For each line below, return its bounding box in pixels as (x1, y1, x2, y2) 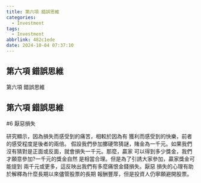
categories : (6, 14, 36, 20)
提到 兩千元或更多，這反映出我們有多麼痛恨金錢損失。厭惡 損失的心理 (11, 163, 184, 170)
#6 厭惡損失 (6, 120, 36, 127)
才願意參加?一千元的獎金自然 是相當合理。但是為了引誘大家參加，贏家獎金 (6, 155, 190, 163)
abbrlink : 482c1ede (6, 37, 55, 43)
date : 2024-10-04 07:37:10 (6, 43, 74, 49)
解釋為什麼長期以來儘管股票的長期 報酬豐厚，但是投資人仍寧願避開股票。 (11, 170, 193, 178)
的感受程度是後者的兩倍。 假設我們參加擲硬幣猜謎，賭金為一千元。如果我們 (6, 140, 193, 147)
